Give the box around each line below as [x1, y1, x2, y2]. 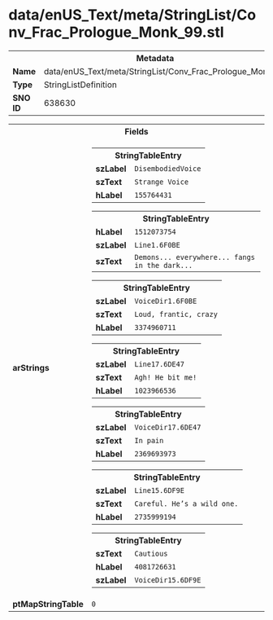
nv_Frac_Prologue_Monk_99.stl [8, 23, 225, 42]
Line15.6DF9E [133, 486, 185, 495]
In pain [133, 436, 164, 445]
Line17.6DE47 [133, 359, 185, 368]
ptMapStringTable [12, 598, 84, 609]
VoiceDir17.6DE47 [133, 422, 201, 432]
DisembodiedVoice [133, 164, 201, 173]
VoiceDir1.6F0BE [133, 296, 197, 306]
